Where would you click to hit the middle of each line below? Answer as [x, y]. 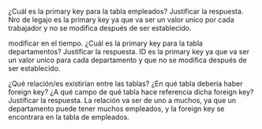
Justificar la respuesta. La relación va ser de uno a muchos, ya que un [122, 100]
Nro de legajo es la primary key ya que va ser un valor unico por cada [121, 20]
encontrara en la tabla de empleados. [69, 117]
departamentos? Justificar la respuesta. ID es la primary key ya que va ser [129, 52]
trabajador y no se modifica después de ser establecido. [100, 28]
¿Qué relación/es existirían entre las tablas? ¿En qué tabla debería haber [125, 83]
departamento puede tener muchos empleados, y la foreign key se [116, 109]
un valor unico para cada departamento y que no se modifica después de [127, 60]
